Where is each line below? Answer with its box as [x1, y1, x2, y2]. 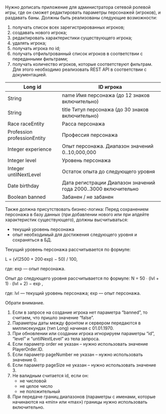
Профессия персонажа [61, 131, 118, 138]
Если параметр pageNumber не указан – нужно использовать [12, 352, 143, 357]
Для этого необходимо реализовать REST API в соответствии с [12, 66, 147, 72]
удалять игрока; [12, 40, 47, 46]
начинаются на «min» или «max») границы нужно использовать [12, 399, 148, 405]
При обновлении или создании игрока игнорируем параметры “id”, [12, 331, 155, 336]
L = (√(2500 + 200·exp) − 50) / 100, [5, 256, 78, 262]
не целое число [19, 383, 53, 389]
